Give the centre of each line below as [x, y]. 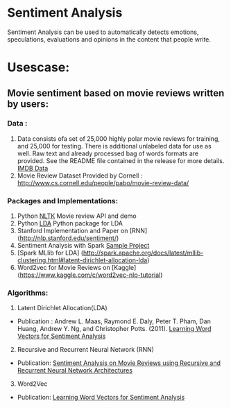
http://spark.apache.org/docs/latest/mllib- [143, 253]
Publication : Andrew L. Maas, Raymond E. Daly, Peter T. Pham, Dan [114, 321]
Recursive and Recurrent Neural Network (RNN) [86, 350]
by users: [28, 104]
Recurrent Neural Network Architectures [75, 371]
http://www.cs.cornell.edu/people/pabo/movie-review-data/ [103, 182]
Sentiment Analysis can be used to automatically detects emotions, [103, 32]
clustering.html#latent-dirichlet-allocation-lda [82, 260]
